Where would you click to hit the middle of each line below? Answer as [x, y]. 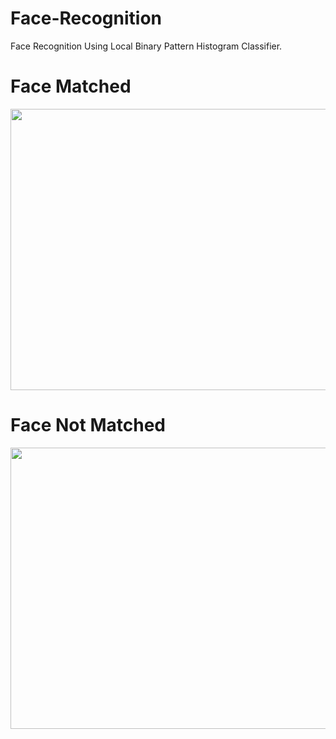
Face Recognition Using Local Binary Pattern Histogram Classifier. [146, 46]
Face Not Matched [88, 425]
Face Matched [71, 86]
